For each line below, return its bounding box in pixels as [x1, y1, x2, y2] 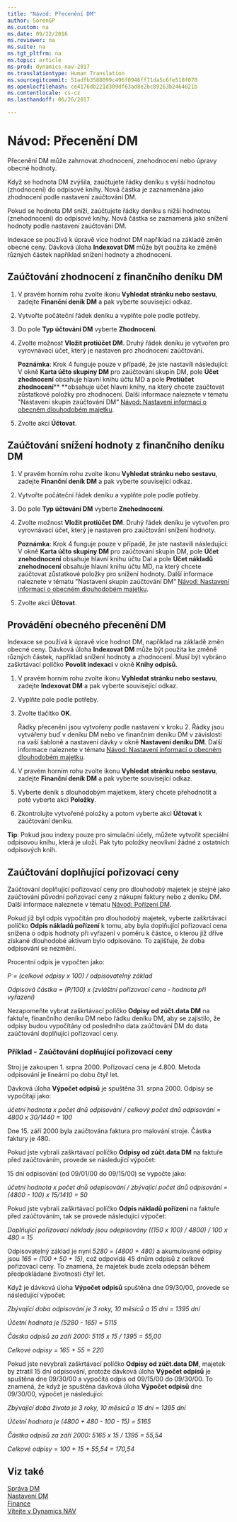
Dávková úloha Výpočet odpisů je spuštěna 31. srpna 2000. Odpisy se [7, 1084, 214, 1093]
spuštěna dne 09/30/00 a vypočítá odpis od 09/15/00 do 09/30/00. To [7, 1374, 214, 1384]
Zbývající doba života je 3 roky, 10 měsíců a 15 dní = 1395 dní [7, 1404, 186, 1412]
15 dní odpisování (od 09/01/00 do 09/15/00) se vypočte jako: [7, 1169, 187, 1178]
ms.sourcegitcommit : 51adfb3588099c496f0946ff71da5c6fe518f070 [7, 76, 198, 84]
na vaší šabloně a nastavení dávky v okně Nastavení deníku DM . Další [17, 738, 223, 746]
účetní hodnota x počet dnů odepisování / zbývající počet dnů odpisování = [7, 1183, 228, 1192]
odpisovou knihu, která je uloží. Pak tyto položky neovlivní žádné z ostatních [7, 838, 230, 847]
